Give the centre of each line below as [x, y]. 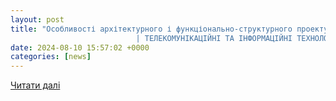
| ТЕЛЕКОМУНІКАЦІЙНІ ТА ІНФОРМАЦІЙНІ [214, 38]
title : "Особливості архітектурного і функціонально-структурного [151, 29]
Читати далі [35, 85]
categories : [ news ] [51, 57]
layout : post [37, 19]
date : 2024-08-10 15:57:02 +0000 [80, 47]
